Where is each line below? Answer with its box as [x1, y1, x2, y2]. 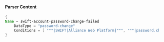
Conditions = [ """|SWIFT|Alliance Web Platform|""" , [14, 28, 125, 33]
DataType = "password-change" [14, 23, 76, 28]
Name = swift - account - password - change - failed [5, 19, 99, 24]
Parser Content [5, 4, 37, 10]
